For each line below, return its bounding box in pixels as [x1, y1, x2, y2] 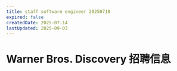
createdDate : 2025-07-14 [6, 20, 68, 25]
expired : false [6, 14, 44, 20]
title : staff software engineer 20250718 [6, 8, 111, 15]
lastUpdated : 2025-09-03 [6, 25, 68, 31]
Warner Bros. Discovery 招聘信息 [6, 53, 171, 66]
